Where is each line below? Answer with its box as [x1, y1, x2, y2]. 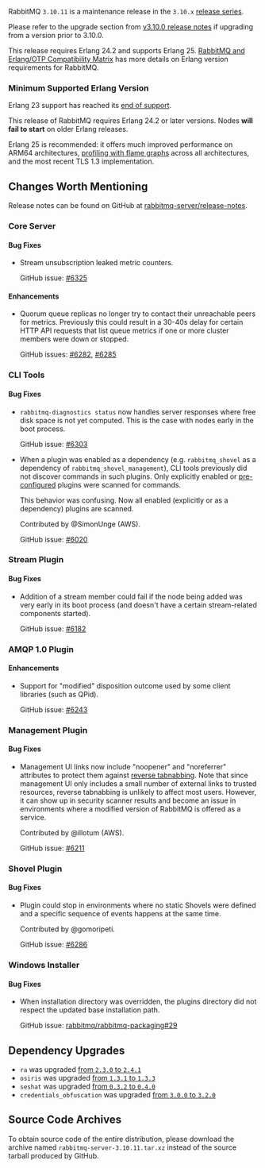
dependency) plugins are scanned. [19, 503, 134, 513]
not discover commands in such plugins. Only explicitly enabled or [19, 472, 237, 481]
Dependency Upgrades [8, 1043, 125, 1057]
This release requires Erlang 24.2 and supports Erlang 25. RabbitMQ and [8, 46, 246, 55]
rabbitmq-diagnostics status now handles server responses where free [19, 407, 256, 416]
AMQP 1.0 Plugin [8, 643, 74, 654]
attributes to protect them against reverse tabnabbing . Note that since [19, 770, 248, 780]
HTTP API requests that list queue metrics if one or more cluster [19, 326, 229, 336]
